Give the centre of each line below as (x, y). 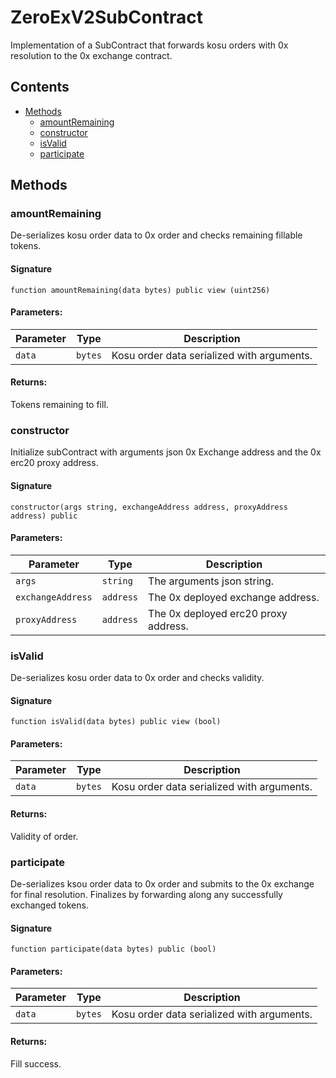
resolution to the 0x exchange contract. (91, 55)
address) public (44, 516)
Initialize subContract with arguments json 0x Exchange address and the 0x (166, 452)
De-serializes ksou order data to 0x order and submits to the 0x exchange (162, 883)
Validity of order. (44, 836)
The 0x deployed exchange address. (234, 597)
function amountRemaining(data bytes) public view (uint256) (140, 290)
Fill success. (36, 1063)
